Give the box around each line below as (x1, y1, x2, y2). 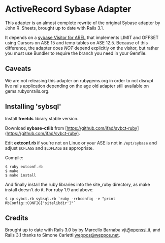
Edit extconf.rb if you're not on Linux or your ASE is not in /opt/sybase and (5, 139, 157, 146)
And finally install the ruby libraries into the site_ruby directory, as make (5, 181, 150, 187)
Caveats (5, 65, 31, 73)
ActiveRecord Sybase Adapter (5, 3, 132, 15)
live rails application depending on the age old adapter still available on (5, 83, 149, 89)
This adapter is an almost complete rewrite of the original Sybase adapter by (5, 20, 161, 26)
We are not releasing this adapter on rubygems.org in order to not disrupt (5, 77, 154, 83)
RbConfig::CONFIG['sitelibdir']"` (5, 201, 76, 206)
